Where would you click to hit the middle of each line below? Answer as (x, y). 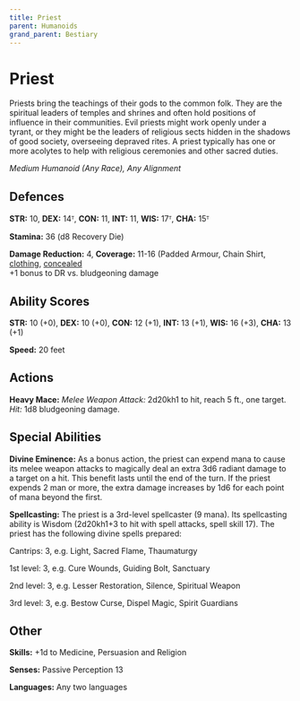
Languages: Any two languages (69, 688)
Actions (31, 378)
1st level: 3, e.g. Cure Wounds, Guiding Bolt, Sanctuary (110, 568)
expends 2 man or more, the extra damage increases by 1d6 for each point (147, 487)
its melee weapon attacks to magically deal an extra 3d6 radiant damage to (148, 468)
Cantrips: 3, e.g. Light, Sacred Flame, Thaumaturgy (103, 550)
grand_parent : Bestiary (54, 34)
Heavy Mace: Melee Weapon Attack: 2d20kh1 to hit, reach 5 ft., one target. (148, 399)
